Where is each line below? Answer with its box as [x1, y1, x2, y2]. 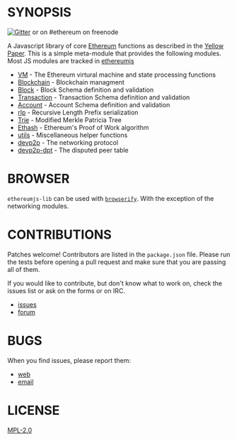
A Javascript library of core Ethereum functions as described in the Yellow [7, 41, 224, 50]
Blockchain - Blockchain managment [17, 77, 125, 86]
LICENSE [7, 402, 60, 418]
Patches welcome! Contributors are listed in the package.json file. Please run [7, 250, 231, 258]
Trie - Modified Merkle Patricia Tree [17, 115, 122, 124]
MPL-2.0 [7, 425, 33, 434]
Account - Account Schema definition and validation [17, 100, 170, 109]
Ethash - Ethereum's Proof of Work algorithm [17, 123, 149, 131]
